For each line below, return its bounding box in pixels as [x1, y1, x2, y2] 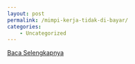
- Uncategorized [19, 29, 67, 37]
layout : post [7, 10, 45, 17]
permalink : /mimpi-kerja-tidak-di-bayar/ [7, 17, 129, 24]
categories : [7, 23, 42, 30]
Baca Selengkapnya [7, 49, 64, 57]
